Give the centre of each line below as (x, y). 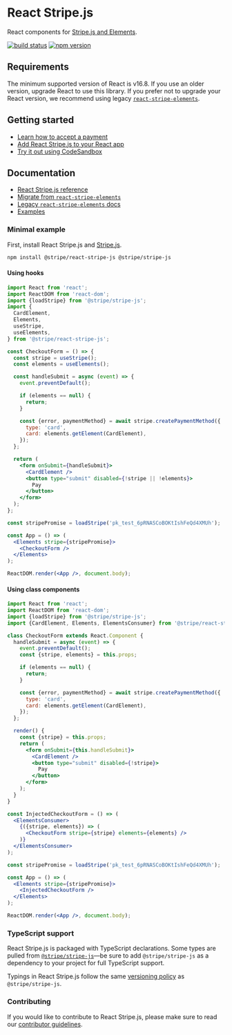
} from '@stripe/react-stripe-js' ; (58, 339)
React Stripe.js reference (52, 190)
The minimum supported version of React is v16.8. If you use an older (106, 84)
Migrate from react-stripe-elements (69, 197)
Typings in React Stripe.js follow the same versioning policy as (96, 976)
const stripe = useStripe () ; (55, 358)
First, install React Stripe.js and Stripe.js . (65, 245)
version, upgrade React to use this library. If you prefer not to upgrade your (114, 91)
